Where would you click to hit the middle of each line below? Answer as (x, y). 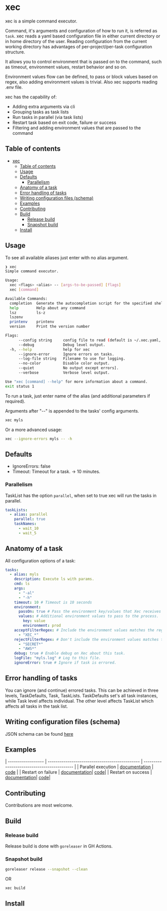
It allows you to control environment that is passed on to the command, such (83, 61)
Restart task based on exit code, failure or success (64, 122)
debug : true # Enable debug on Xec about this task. (70, 653)
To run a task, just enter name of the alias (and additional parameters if (78, 396)
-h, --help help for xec (50, 349)
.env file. (14, 87)
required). (15, 401)
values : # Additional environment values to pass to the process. (88, 616)
